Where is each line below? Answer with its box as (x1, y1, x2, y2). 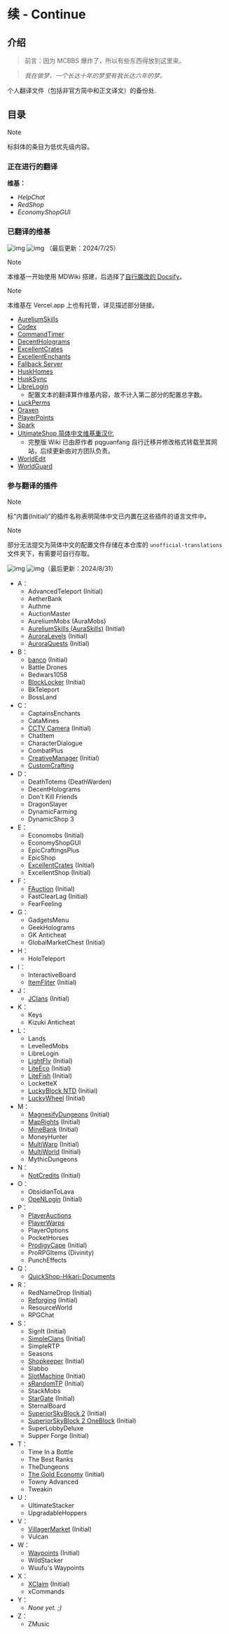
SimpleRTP (27, 1342, 60, 1350)
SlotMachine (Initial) (27, 1371, 86, 1380)
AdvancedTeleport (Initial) (27, 587, 104, 595)
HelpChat (17, 193, 46, 202)
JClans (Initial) (27, 994, 70, 1003)
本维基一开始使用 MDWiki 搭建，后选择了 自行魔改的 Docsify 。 (7, 272, 186, 281)
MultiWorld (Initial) (27, 1147, 81, 1156)
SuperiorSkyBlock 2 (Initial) (27, 1409, 107, 1417)
